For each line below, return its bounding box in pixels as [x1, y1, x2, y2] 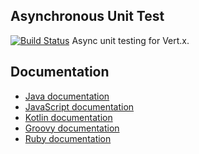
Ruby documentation [24, 132, 112, 144]
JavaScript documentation [24, 100, 135, 113]
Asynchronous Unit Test [10, 8, 165, 25]
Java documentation [24, 90, 110, 102]
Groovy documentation [24, 122, 120, 134]
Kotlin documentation [24, 111, 113, 123]
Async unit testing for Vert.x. [71, 34, 190, 46]
